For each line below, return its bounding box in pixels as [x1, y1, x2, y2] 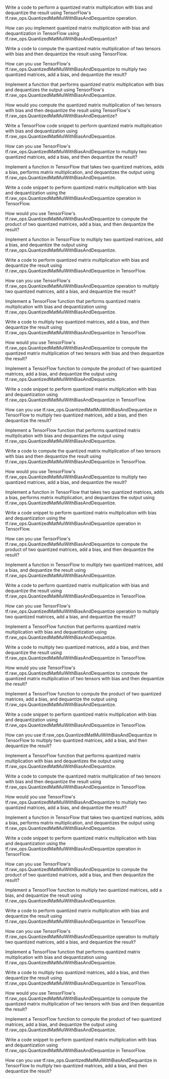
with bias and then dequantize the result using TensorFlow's [5, 108, 131, 113]
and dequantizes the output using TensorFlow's [5, 87, 104, 93]
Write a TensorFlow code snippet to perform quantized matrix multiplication [5, 123, 162, 128]
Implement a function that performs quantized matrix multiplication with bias [5, 81, 164, 87]
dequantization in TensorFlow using [5, 30, 80, 36]
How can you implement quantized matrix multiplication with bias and [5, 25, 150, 31]
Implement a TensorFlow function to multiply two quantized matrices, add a [5, 887, 162, 893]
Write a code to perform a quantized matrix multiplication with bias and [5, 5, 153, 10]
